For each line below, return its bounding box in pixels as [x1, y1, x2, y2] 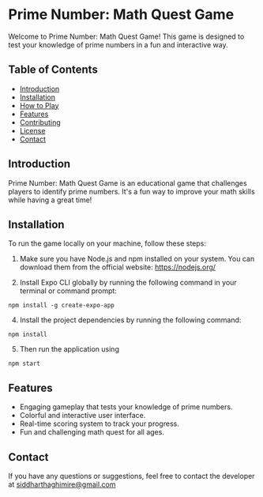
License [19, 126, 46, 135]
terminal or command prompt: [19, 286, 117, 296]
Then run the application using [19, 345, 120, 354]
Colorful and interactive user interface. [19, 411, 146, 420]
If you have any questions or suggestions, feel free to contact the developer [8, 472, 255, 480]
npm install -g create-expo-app [8, 302, 115, 310]
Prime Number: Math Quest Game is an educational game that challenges [8, 178, 247, 187]
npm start [8, 360, 41, 368]
